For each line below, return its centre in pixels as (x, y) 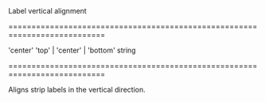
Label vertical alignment (48, 11)
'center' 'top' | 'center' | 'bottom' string (72, 50)
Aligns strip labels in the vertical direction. (77, 90)
